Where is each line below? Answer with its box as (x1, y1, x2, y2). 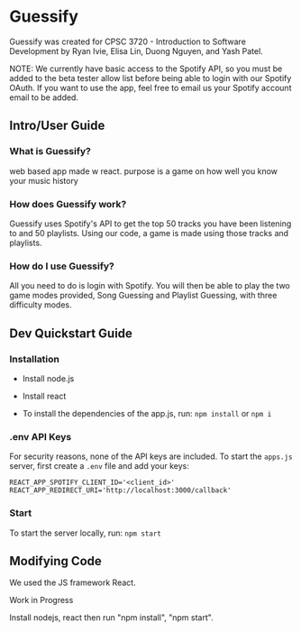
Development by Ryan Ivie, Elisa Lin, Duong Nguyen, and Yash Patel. (9, 45, 263, 56)
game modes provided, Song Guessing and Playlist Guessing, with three (9, 290, 278, 301)
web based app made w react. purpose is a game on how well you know (9, 165, 278, 177)
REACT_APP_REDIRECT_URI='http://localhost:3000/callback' (9, 486, 232, 495)
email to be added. (9, 92, 79, 103)
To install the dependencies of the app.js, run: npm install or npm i (22, 408, 272, 418)
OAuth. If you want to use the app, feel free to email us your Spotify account (9, 82, 292, 93)
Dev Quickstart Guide (9, 325, 133, 341)
